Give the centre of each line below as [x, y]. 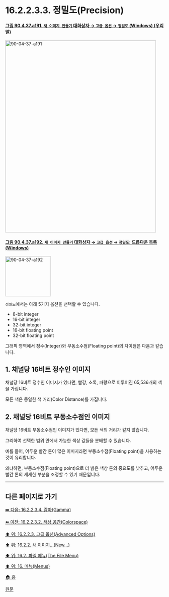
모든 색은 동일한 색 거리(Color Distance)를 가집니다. [56, 399]
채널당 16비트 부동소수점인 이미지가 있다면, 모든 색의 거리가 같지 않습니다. [77, 430]
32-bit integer [27, 324]
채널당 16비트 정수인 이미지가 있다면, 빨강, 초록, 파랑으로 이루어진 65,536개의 [81, 382]
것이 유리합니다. [21, 458]
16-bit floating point [33, 330]
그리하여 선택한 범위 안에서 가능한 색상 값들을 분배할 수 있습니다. [68, 441]
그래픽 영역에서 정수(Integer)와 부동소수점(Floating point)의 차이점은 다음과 [80, 346]
